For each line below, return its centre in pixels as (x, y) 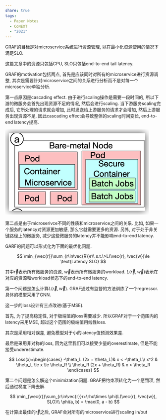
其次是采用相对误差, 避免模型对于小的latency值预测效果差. (64, 333)
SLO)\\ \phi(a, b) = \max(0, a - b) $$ (83, 402)
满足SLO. (14, 53)
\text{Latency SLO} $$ (83, 262)
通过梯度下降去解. (28, 387)
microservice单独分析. (28, 87)
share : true (17, 10)
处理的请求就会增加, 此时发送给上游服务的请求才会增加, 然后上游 (90, 110)
